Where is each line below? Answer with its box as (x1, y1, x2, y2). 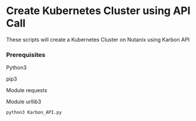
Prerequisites (6, 51, 45, 59)
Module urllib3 (6, 98, 41, 105)
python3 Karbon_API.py (6, 110, 62, 116)
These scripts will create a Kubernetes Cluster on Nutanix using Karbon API (6, 36, 190, 43)
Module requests (6, 87, 47, 94)
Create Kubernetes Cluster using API (6, 4, 191, 18)
